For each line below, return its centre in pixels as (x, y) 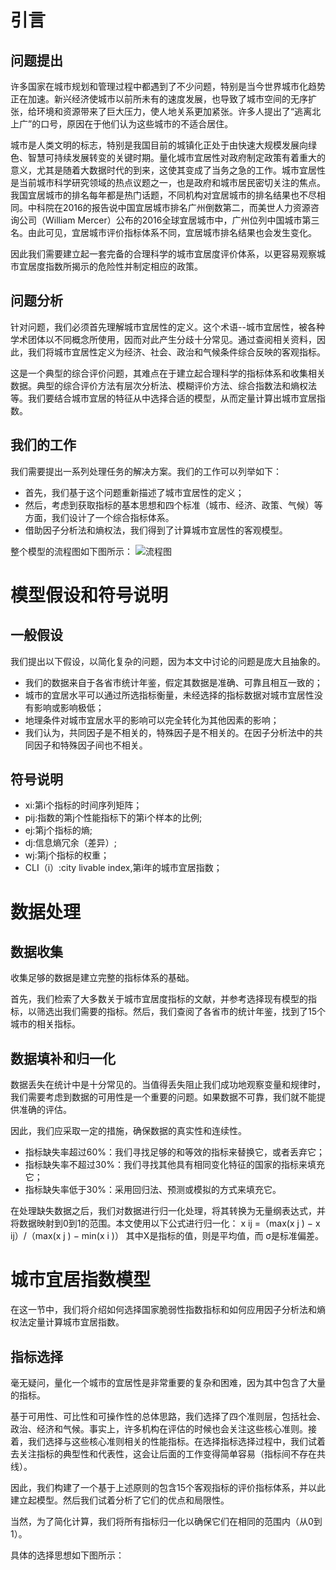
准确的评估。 (45, 1110)
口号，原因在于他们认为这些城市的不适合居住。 (137, 124)
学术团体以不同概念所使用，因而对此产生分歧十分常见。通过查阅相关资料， (163, 339)
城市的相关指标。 (45, 1024)
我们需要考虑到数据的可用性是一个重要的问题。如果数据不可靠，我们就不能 (163, 1097)
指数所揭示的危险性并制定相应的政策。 (123, 266)
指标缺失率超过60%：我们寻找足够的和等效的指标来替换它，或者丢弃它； (175, 1152)
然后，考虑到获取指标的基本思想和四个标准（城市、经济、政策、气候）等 (173, 505)
